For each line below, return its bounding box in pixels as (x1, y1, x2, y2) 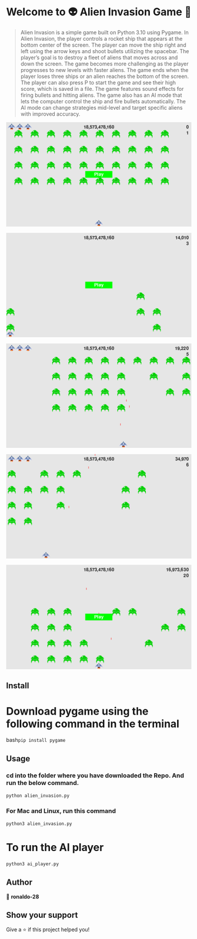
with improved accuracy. (20, 110, 81, 117)
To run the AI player (6, 841, 104, 854)
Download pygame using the (6, 704, 149, 718)
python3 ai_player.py (6, 861, 59, 867)
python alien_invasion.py (6, 793, 69, 799)
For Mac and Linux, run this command (6, 807, 116, 815)
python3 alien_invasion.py (6, 821, 72, 827)
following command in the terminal (6, 717, 179, 730)
